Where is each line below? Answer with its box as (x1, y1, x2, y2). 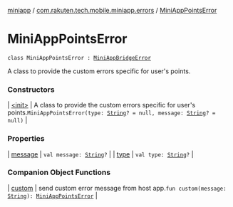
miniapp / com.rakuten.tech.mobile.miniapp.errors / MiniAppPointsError (7, 6, 217, 14)
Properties (7, 134, 45, 144)
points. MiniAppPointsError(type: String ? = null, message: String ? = (7, 108, 216, 117)
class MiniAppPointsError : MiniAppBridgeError (7, 54, 152, 61)
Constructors (7, 85, 55, 95)
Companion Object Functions (7, 167, 111, 177)
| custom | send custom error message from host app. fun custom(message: (7, 184, 227, 192)
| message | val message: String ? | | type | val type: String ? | (7, 149, 194, 159)
